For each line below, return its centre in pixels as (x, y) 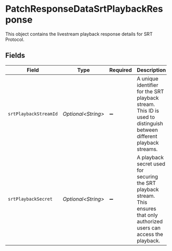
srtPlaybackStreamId (33, 114)
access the (150, 234)
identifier (148, 85)
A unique (148, 78)
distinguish (150, 123)
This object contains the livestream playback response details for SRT (79, 34)
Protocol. (15, 39)
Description (152, 70)
